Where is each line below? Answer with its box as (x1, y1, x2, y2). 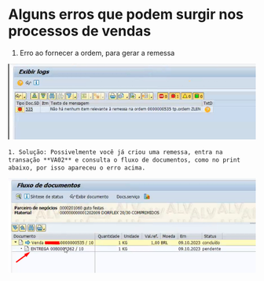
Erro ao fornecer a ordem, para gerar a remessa (19, 48, 175, 57)
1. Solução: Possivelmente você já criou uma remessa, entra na (8, 148, 223, 156)
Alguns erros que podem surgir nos (8, 5, 244, 24)
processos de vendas (8, 22, 152, 40)
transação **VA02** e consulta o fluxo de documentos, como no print (8, 155, 241, 164)
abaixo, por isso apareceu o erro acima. (8, 163, 146, 172)
